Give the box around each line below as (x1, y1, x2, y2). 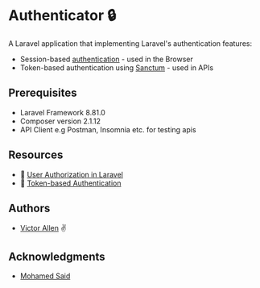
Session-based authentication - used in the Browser (19, 54, 193, 64)
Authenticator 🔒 (8, 6, 117, 25)
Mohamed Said (19, 271, 71, 281)
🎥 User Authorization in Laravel (19, 169, 123, 179)
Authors (8, 201, 51, 215)
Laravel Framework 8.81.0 (19, 107, 106, 117)
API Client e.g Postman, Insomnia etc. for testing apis (19, 124, 196, 134)
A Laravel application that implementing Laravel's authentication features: (8, 38, 252, 48)
